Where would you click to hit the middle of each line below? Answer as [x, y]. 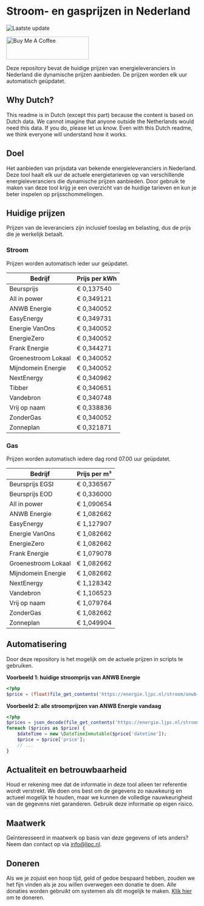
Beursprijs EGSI [32, 484]
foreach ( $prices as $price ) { [46, 728]
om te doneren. [25, 897]
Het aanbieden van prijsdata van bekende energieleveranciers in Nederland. [102, 168]
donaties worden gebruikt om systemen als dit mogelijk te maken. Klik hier [99, 891]
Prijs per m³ [94, 473]
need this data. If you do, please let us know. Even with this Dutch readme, [100, 128]
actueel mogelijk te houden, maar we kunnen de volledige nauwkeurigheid [99, 798]
